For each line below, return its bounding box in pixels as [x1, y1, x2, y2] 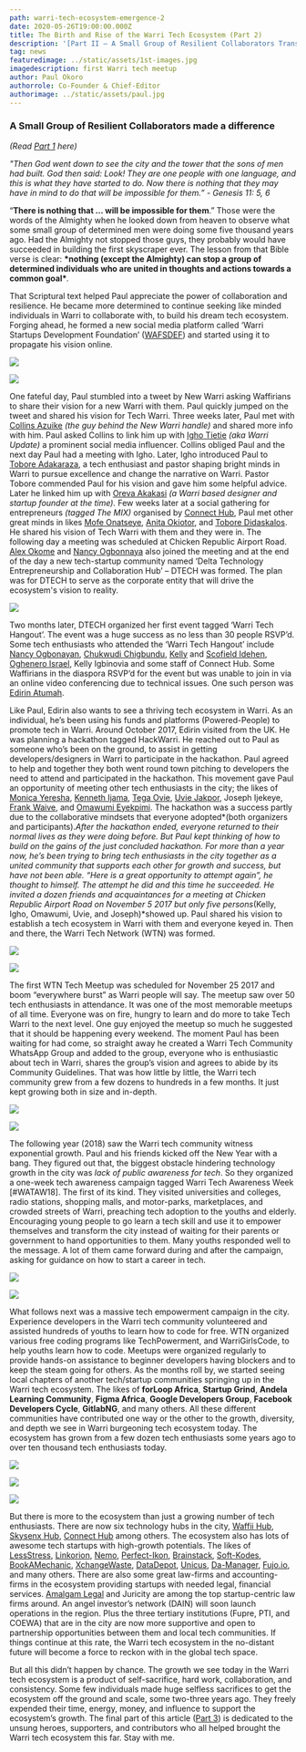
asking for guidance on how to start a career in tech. [9, 1254, 207, 1265]
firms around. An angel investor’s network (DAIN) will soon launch [9, 1598, 257, 1609]
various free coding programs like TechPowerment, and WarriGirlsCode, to [9, 1335, 290, 1346]
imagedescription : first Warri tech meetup [9, 65, 178, 74]
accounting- [231, 1569, 279, 1580]
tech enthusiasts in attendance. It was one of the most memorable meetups [9, 999, 293, 1010]
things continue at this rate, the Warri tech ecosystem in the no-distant [9, 1636, 275, 1647]
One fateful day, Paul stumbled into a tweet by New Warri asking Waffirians [9, 390, 291, 401]
